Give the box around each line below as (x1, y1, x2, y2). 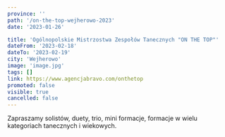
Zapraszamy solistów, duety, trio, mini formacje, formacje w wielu (7, 114, 197, 123)
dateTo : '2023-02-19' (7, 49, 71, 56)
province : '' (7, 10, 46, 18)
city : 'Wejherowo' (7, 56, 61, 63)
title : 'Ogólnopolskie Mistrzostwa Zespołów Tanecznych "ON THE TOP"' (7, 36, 219, 43)
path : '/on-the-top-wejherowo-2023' (7, 17, 115, 24)
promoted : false (7, 81, 55, 89)
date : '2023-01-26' (7, 23, 65, 30)
